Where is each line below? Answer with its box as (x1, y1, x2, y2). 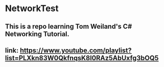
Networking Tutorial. (5, 30, 70, 38)
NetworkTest (5, 3, 59, 14)
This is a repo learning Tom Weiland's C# (5, 22, 132, 31)
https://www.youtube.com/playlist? (20, 46, 132, 54)
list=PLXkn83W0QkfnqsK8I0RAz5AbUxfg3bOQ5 (5, 54, 159, 62)
